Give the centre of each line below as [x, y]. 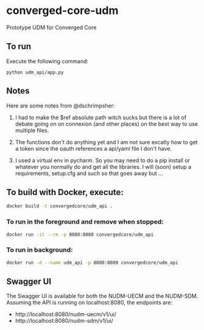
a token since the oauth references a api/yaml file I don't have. [93, 148]
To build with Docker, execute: [65, 192]
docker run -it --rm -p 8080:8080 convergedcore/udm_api [80, 235]
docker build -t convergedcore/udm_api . [60, 206]
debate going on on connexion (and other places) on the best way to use [106, 124]
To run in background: [40, 250]
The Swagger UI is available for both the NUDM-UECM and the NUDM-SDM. [102, 296]
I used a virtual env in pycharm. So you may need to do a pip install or [103, 160]
